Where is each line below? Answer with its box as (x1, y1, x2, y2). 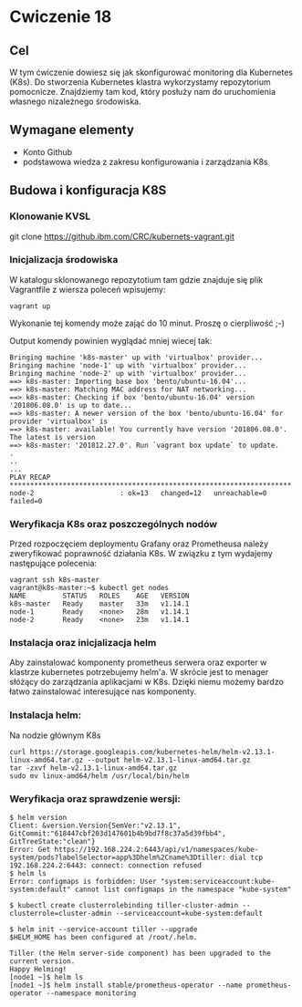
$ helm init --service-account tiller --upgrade (9, 924, 198, 934)
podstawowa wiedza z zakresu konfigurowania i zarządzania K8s (22, 156, 268, 167)
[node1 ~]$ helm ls (9, 972, 84, 981)
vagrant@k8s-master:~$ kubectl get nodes (9, 584, 170, 593)
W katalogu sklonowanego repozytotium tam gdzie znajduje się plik (9, 274, 263, 285)
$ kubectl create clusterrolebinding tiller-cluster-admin (9, 900, 239, 909)
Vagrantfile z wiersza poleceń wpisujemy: (9, 284, 166, 295)
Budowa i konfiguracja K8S (9, 182, 167, 198)
